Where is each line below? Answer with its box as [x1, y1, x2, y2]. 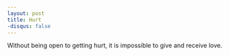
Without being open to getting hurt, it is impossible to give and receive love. [7, 42, 223, 50]
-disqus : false [7, 23, 51, 29]
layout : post [7, 10, 45, 17]
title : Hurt [7, 16, 42, 23]
